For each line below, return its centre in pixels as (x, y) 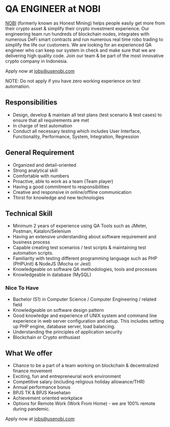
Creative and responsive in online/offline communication (72, 192)
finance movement (32, 371)
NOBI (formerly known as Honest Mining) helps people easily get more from (85, 23)
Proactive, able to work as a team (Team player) (63, 181)
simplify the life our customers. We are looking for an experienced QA (79, 44)
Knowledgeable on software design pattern (58, 310)
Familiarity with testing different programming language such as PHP (85, 258)
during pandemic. (31, 409)
